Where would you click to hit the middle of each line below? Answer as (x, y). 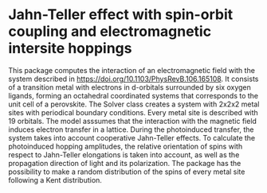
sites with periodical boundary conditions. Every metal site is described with (133, 112)
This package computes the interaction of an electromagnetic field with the (132, 70)
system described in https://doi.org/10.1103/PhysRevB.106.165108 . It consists (133, 79)
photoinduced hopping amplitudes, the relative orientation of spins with (126, 146)
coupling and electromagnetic (110, 31)
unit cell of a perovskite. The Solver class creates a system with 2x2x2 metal (134, 104)
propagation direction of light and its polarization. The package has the (125, 163)
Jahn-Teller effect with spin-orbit (121, 15)
